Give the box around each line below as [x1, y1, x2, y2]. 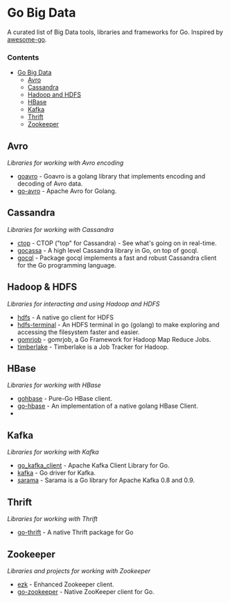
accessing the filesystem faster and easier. [17, 328, 140, 336]
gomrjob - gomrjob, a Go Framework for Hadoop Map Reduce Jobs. [17, 335, 211, 343]
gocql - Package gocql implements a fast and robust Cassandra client [17, 254, 217, 262]
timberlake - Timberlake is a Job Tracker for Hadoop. [17, 342, 170, 351]
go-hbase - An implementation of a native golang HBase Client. [17, 402, 199, 411]
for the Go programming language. [17, 261, 116, 269]
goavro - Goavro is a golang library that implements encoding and [17, 172, 206, 181]
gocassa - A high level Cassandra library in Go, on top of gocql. [17, 246, 199, 254]
